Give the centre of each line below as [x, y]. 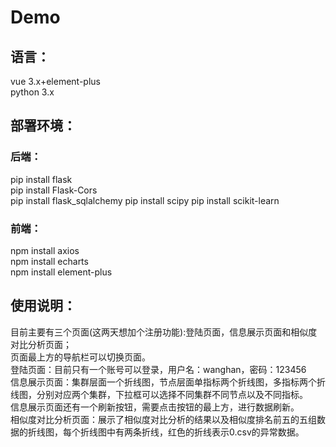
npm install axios [45, 250]
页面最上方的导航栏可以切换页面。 [80, 357]
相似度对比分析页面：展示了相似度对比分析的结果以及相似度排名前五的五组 [163, 419]
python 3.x [32, 92]
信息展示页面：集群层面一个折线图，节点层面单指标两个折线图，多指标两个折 [168, 382]
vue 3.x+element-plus [55, 81]
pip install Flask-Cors [54, 190]
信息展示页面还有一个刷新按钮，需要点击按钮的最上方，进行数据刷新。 [155, 407]
